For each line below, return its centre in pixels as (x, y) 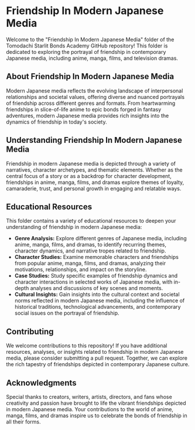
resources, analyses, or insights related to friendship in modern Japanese (95, 352)
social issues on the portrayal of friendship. (67, 313)
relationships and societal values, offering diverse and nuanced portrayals (95, 97)
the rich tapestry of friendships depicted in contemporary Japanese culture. (98, 364)
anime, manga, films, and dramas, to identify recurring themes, (90, 245)
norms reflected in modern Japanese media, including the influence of (100, 301)
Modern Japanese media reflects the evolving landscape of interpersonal (95, 91)
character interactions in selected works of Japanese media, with (93, 282)
